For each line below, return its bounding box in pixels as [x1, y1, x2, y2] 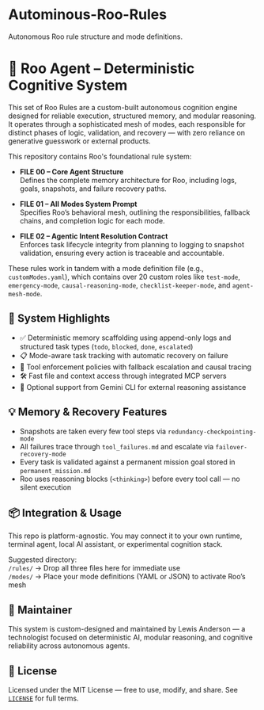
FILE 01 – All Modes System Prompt [19, 199, 138, 208]
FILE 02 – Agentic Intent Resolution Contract [19, 231, 168, 241]
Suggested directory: [8, 555, 77, 564]
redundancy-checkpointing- [168, 428, 257, 436]
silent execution [19, 482, 72, 492]
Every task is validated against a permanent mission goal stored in [19, 457, 236, 467]
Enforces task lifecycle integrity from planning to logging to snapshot [19, 239, 245, 249]
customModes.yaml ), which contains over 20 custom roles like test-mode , [8, 272, 241, 281]
